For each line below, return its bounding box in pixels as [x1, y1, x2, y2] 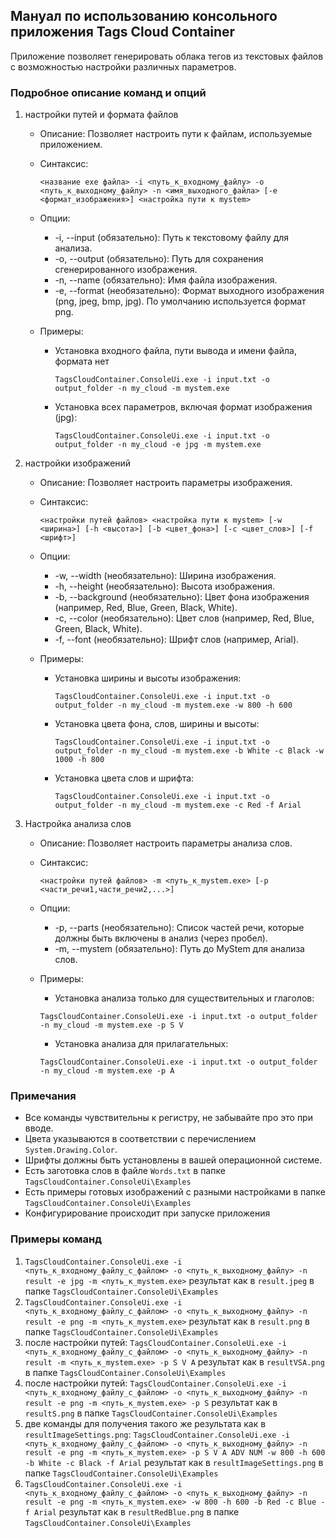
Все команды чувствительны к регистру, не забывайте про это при [24, 1112, 313, 1124]
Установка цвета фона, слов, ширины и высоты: [54, 718, 260, 730]
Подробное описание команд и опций [10, 85, 207, 99]
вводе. [24, 1122, 54, 1134]
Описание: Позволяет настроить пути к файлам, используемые [39, 128, 313, 140]
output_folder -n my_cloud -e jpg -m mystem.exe [54, 440, 262, 450]
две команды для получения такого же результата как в [24, 1417, 267, 1429]
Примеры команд [10, 1232, 103, 1246]
